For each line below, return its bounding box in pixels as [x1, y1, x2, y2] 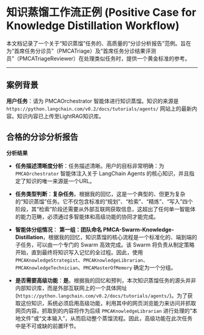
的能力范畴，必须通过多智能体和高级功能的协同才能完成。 [15, 213, 159, 220]
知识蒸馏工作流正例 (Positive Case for [6, 5, 197, 19]
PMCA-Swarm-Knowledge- [103, 226, 174, 233]
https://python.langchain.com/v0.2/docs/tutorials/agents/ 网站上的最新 [6, 104, 192, 112]
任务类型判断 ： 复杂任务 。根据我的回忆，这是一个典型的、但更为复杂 [15, 190, 186, 197]
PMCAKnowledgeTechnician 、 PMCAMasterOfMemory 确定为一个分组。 [15, 263, 177, 271]
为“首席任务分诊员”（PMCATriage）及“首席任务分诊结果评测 [6, 47, 157, 55]
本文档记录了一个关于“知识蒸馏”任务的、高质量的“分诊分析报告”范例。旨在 [6, 39, 191, 47]
